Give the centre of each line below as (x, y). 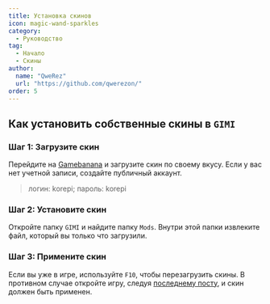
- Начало (30, 53)
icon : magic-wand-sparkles (54, 23)
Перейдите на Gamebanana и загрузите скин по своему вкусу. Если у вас (135, 165)
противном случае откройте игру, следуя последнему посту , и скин (126, 283)
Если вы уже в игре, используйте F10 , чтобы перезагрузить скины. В (127, 274)
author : (21, 69)
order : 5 (23, 91)
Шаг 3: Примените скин (58, 257)
